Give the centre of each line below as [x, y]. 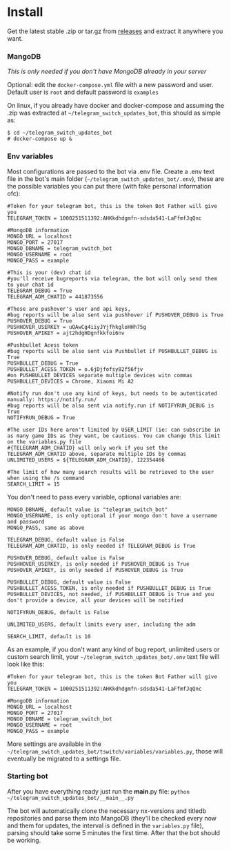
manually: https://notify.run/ [52, 399]
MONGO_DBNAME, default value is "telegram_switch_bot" [88, 509]
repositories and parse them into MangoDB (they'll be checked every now [112, 818]
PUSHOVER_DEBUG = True [40, 321]
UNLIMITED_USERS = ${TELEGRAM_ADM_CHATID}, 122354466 [86, 460]
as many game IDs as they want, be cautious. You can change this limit [114, 436]
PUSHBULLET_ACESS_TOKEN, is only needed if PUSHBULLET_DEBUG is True [109, 588]
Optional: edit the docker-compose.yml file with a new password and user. [110, 85]
